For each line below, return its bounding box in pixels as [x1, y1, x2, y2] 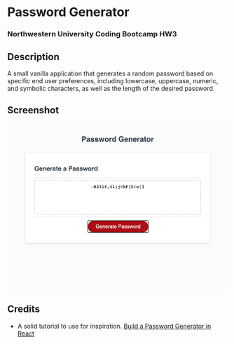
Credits [7, 303, 41, 315]
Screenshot [7, 104, 60, 116]
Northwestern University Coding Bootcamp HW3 [7, 29, 177, 39]
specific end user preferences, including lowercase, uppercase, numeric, [7, 76, 219, 85]
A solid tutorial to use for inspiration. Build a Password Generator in [17, 322, 212, 330]
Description [7, 50, 60, 63]
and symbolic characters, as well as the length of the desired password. [7, 84, 215, 92]
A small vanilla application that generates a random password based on [7, 69, 214, 78]
